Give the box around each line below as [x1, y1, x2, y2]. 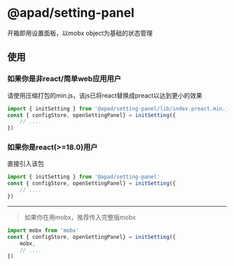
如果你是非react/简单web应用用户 [7, 74, 122, 84]
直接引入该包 [7, 159, 44, 168]
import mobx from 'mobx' [7, 227, 79, 234]
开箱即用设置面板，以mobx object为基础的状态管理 [7, 29, 153, 37]
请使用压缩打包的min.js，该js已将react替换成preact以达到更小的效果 [7, 91, 203, 99]
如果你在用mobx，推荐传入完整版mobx [24, 213, 136, 221]
